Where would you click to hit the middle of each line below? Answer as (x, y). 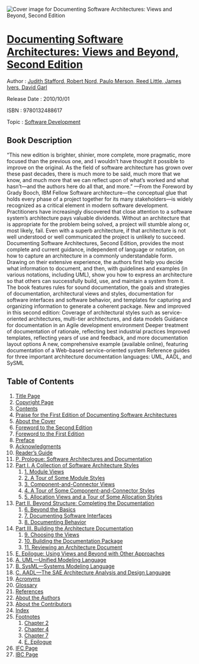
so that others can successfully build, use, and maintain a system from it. (96, 281)
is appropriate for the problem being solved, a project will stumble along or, (98, 224)
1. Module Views (44, 471)
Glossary (26, 585)
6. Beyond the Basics (50, 509)
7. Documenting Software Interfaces (68, 516)
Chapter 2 (36, 622)
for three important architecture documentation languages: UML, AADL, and (99, 357)
